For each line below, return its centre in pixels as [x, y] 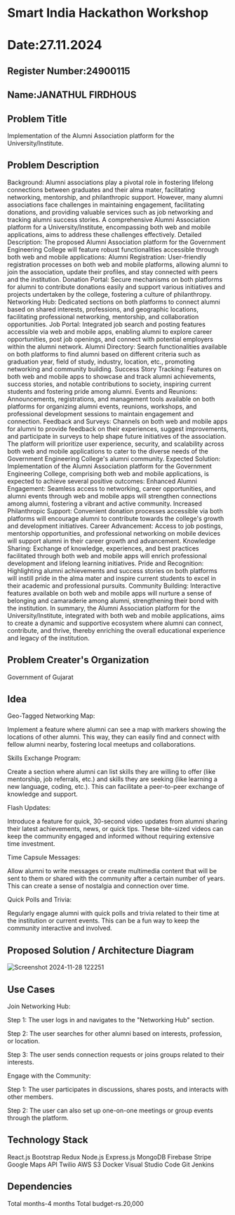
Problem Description [53, 166]
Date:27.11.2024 [55, 45]
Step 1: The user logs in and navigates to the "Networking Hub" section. [111, 1020]
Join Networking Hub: [39, 1006]
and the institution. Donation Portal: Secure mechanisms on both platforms [115, 279]
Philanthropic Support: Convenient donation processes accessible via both [115, 510]
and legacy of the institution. [48, 638]
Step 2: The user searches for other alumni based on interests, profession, [115, 1034]
